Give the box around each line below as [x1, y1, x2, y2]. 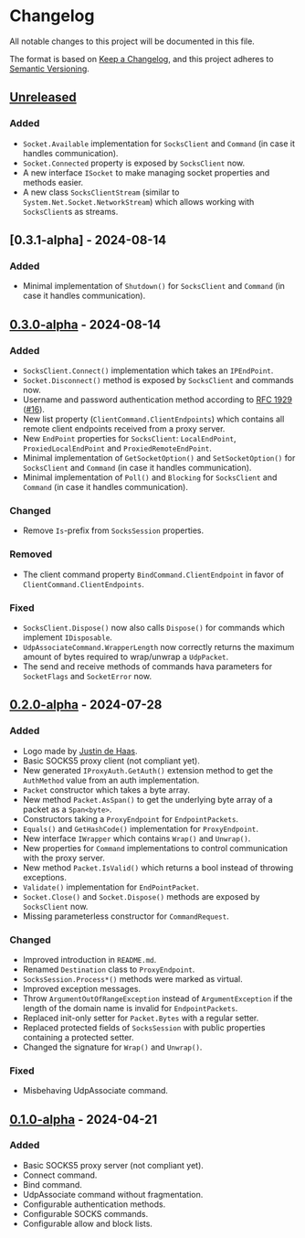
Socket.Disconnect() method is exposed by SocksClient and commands [22, 375, 294, 385]
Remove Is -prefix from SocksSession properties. [22, 525, 204, 536]
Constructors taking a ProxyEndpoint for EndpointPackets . [22, 813, 239, 824]
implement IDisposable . [22, 632, 112, 643]
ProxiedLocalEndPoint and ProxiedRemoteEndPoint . [22, 443, 212, 454]
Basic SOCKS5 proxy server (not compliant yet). [22, 1159, 204, 1170]
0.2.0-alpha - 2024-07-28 [9, 697, 163, 713]
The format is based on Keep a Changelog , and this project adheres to [9, 53, 274, 64]
